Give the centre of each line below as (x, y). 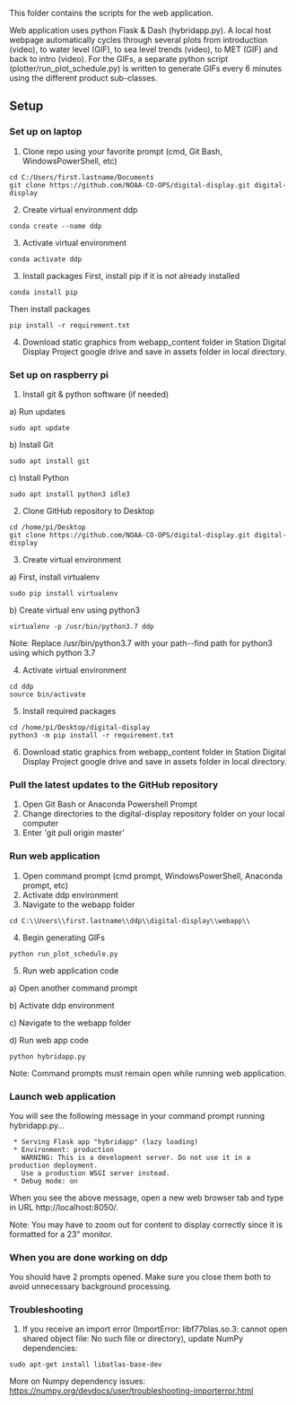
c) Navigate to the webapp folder (70, 1023)
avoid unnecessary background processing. (91, 1287)
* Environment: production (64, 1149)
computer (40, 824)
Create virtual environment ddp (80, 209)
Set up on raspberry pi (59, 374)
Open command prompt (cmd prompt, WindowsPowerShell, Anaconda (152, 876)
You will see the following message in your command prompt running (137, 1115)
